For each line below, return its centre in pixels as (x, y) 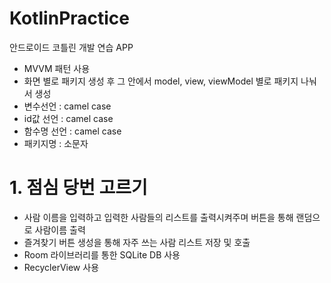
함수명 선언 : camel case (72, 131)
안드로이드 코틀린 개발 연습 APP (71, 47)
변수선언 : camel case (67, 106)
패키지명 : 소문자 (56, 143)
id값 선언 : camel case (68, 118)
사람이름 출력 (60, 229)
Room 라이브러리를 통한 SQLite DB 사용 (102, 254)
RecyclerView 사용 (61, 267)
